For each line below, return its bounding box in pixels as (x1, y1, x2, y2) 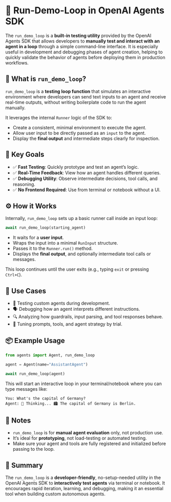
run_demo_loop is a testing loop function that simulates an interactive (5, 88, 151, 94)
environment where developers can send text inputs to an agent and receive (5, 93, 166, 99)
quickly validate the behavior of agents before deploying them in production (5, 54, 165, 61)
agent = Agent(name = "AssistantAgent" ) (5, 362, 88, 367)
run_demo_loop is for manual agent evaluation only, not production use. (12, 430, 164, 436)
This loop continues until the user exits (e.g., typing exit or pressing (5, 266, 149, 272)
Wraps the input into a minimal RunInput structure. (12, 240, 118, 246)
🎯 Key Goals (5, 150, 45, 159)
